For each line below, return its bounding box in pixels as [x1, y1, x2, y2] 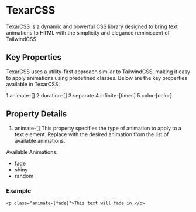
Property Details [6, 109, 67, 119]
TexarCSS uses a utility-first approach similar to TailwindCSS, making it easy [6, 68, 191, 75]
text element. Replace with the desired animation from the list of [14, 130, 169, 138]
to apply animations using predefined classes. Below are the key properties [6, 74, 188, 81]
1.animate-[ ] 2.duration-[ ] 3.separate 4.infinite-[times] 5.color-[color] [6, 92, 172, 99]
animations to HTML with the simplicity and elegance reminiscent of [6, 29, 170, 36]
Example [6, 187, 32, 195]
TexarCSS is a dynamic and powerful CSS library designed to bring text [6, 23, 178, 30]
